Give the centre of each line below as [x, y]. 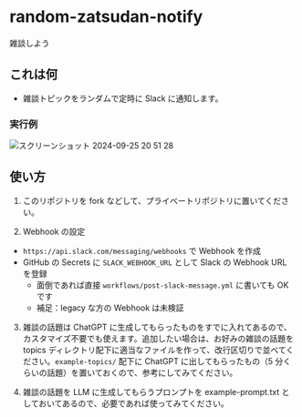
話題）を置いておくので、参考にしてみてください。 [142, 372]
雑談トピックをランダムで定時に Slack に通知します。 [123, 98]
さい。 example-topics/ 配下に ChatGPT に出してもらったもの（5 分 [157, 361]
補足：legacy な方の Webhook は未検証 [110, 308]
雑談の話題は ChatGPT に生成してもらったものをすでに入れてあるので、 [157, 327]
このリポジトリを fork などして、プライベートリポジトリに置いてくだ [152, 200]
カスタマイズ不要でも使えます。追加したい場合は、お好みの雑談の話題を [158, 338]
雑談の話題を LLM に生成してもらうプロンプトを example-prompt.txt [151, 392]
